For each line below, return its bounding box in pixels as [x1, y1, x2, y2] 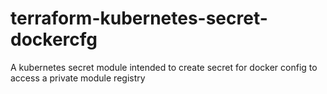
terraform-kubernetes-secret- [10, 7, 268, 30]
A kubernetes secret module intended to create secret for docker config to [10, 61, 318, 73]
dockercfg [10, 28, 98, 51]
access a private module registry [10, 72, 146, 84]
